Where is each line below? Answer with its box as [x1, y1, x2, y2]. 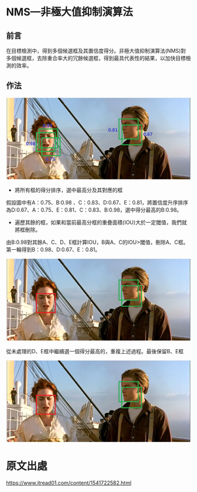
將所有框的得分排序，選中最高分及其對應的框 [14, 186, 123, 194]
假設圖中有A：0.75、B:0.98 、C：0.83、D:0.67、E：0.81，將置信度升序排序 [6, 199, 189, 206]
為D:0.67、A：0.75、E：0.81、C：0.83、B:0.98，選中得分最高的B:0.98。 [6, 206, 182, 213]
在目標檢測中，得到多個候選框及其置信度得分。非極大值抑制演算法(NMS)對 [6, 48, 186, 54]
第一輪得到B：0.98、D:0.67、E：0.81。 [6, 246, 101, 253]
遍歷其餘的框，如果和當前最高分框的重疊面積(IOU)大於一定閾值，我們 [14, 219, 182, 226]
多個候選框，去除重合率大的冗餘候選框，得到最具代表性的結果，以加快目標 [6, 55, 186, 62]
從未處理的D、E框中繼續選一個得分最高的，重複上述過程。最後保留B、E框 [6, 347, 184, 354]
